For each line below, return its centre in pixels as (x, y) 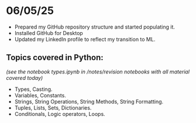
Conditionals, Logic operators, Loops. (60, 114)
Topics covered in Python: (55, 57)
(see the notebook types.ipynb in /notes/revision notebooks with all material (98, 72)
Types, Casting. (33, 89)
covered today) (25, 78)
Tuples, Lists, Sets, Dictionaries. (53, 108)
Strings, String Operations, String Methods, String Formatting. (89, 101)
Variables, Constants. (40, 95)
